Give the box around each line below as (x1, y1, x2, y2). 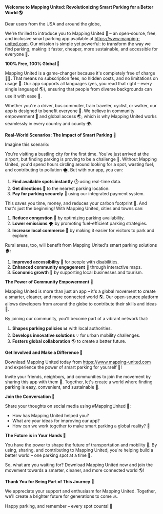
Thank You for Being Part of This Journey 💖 (5, 479, 94, 484)
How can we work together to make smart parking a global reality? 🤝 (12, 423, 150, 429)
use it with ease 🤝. (5, 93, 42, 99)
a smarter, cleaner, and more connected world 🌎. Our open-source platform (5, 294, 159, 300)
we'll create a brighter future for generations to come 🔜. (5, 493, 119, 499)
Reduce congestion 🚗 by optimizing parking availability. (12, 215, 125, 221)
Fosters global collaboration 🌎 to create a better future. (12, 338, 126, 344)
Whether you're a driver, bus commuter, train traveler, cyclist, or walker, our (5, 103, 157, 108)
